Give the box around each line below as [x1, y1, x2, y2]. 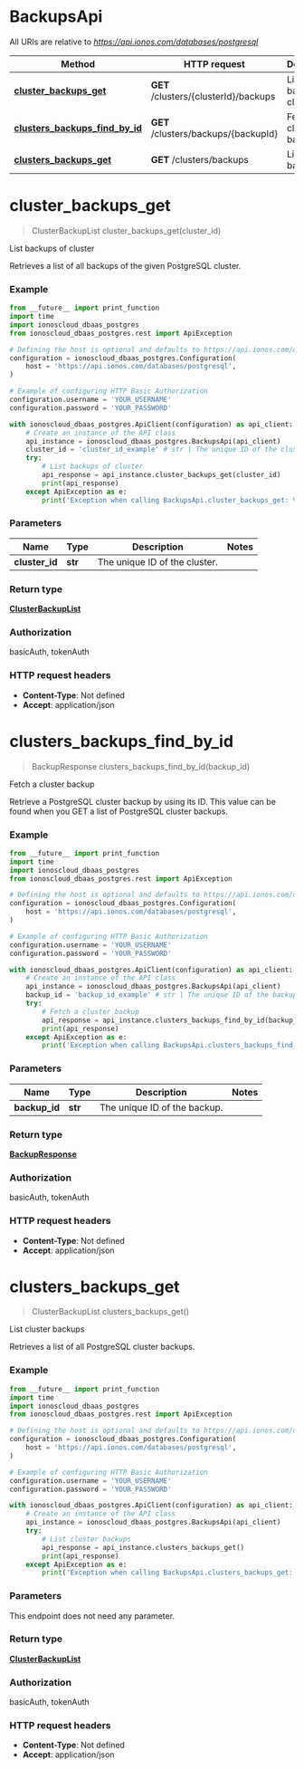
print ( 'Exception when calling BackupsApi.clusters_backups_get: [42, 1568, 294, 1577]
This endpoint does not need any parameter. [9, 1610, 175, 1621]
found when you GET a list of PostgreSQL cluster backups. [9, 806, 229, 817]
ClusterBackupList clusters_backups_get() [31, 1306, 190, 1317]
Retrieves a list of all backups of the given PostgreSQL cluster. [9, 260, 242, 271]
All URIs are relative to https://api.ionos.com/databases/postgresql [9, 36, 259, 47]
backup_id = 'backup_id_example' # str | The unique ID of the [25, 990, 270, 999]
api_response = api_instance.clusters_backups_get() [42, 1543, 245, 1552]
